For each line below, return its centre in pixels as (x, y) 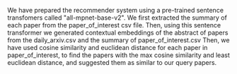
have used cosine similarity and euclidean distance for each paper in (108, 48)
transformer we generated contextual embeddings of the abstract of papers (118, 32)
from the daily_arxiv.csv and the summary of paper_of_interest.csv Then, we (118, 40)
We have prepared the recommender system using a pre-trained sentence (116, 10)
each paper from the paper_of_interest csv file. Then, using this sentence (114, 25)
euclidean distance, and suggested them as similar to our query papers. (112, 62)
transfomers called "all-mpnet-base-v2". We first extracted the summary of (117, 18)
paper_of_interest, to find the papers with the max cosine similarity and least (118, 55)
